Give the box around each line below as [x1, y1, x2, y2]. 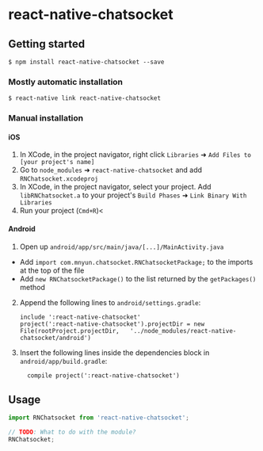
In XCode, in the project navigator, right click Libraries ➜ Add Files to [19, 150, 252, 159]
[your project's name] [19, 159, 95, 166]
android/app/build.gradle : [19, 356, 108, 365]
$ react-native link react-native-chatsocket [8, 94, 161, 102]
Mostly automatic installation [8, 76, 124, 87]
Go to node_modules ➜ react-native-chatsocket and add [19, 165, 203, 175]
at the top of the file [19, 266, 85, 275]
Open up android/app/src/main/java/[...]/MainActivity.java [19, 242, 224, 251]
